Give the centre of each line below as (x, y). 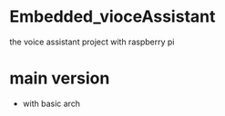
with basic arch (51, 103)
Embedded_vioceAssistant (112, 17)
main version (60, 78)
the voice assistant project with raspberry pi (92, 42)
